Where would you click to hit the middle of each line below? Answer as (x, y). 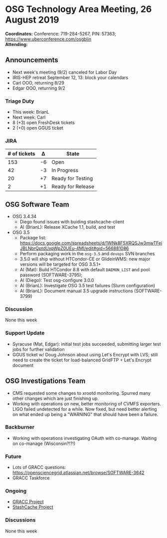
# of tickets (21, 154)
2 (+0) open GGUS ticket (38, 128)
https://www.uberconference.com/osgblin (48, 39)
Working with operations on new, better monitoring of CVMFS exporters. (87, 403)
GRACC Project (28, 502)
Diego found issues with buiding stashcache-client (72, 222)
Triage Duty (20, 101)
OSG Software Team (37, 204)
